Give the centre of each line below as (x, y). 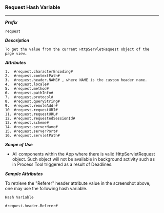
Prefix (11, 22)
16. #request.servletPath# (32, 136)
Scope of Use (19, 145)
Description (17, 40)
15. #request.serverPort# (31, 131)
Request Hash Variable (33, 7)
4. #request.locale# (27, 84)
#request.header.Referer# (31, 206)
